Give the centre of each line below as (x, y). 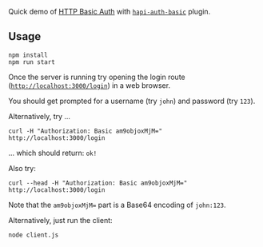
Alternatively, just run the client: (61, 220)
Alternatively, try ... (39, 116)
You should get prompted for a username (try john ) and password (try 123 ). (132, 101)
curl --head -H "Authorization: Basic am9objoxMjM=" (98, 183)
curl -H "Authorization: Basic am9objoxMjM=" (85, 131)
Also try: (22, 168)
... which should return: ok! (53, 153)
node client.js (34, 235)
